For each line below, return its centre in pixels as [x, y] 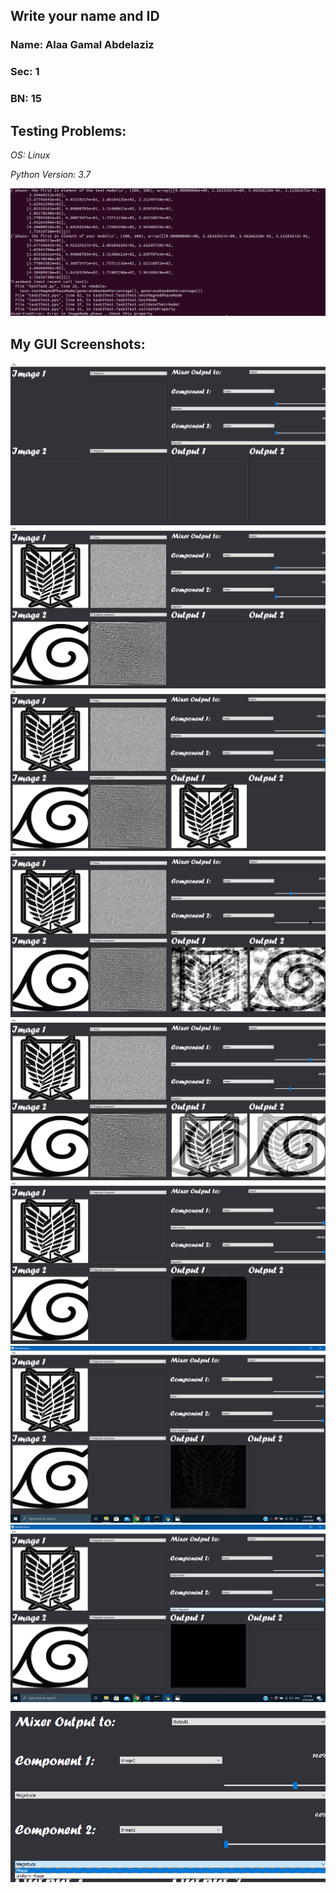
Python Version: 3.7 [51, 174]
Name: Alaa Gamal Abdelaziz [82, 45]
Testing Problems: [68, 130]
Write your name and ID [85, 16]
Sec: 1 [25, 72]
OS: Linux [30, 155]
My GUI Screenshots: [78, 344]
